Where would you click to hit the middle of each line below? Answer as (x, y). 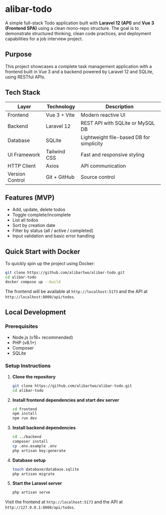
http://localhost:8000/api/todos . (40, 296)
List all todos (25, 220)
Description (120, 106)
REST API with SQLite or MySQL (118, 123)
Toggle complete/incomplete (41, 215)
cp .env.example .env (34, 446)
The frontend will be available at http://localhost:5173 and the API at (76, 291)
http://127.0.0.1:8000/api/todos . (40, 507)
